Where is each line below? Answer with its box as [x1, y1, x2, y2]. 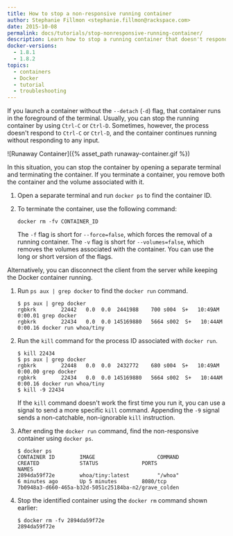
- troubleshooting [13, 87, 67, 94]
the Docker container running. [7, 274, 93, 282]
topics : [7, 62, 30, 69]
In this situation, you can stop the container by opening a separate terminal [7, 163, 221, 171]
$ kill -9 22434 [17, 387, 64, 394]
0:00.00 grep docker [17, 369, 77, 376]
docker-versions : [7, 42, 58, 49]
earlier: [17, 504, 38, 512]
